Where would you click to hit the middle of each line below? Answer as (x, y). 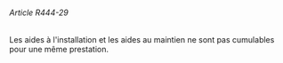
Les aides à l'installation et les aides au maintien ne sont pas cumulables (142, 40)
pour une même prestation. (59, 50)
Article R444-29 (39, 12)
